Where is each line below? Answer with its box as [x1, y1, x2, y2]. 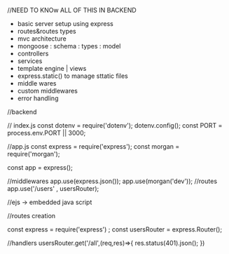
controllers [17, 49, 49, 58]
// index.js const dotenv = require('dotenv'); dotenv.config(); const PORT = [7, 121, 223, 129]
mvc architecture [17, 34, 67, 43]
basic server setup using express [17, 20, 113, 27]
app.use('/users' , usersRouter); [7, 185, 99, 192]
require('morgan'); [7, 150, 60, 158]
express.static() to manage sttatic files [17, 72, 128, 80]
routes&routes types [17, 27, 77, 35]
